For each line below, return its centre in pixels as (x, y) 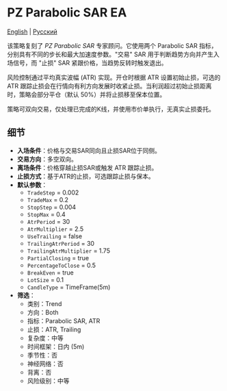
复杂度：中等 (45, 338)
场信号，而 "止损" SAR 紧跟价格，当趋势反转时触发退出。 (87, 62)
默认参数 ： (32, 185)
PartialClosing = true (58, 257)
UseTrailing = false (55, 236)
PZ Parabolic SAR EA (67, 13)
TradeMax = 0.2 (48, 199)
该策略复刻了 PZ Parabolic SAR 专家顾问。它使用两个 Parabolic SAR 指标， (112, 45)
